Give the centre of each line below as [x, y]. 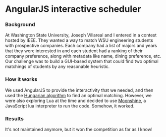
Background [20, 25]
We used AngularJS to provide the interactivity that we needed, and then [79, 90]
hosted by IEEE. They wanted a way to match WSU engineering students [79, 40]
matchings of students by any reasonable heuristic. [57, 67]
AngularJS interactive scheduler [73, 9]
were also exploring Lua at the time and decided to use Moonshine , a [76, 101]
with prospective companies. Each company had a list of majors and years [81, 46]
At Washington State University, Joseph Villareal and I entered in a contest [81, 35]
